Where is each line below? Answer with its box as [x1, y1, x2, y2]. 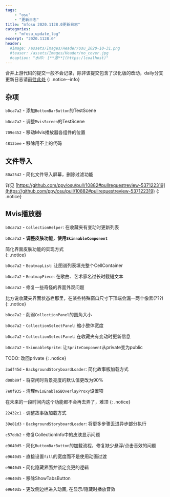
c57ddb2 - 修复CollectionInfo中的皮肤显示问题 [5, 431, 100, 437]
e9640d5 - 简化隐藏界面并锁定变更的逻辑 [5, 464, 89, 470]
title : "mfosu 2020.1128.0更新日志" [5, 22, 80, 27]
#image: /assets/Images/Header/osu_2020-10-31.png [10, 46, 120, 51]
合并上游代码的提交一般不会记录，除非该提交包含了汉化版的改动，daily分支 [5, 70, 164, 76]
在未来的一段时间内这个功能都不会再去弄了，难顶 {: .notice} [5, 398, 131, 405]
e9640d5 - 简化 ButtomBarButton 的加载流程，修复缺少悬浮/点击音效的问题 [5, 442, 156, 448]
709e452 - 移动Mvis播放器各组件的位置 [5, 129, 86, 136]
